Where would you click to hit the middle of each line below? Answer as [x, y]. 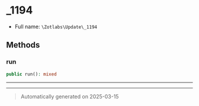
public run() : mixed [32, 74]
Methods [23, 45]
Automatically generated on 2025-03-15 [70, 96]
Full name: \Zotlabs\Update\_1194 [56, 26]
